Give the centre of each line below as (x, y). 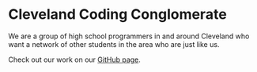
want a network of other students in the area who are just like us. (114, 44)
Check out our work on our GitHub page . (74, 59)
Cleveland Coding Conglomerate (117, 14)
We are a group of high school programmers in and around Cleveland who (129, 36)
